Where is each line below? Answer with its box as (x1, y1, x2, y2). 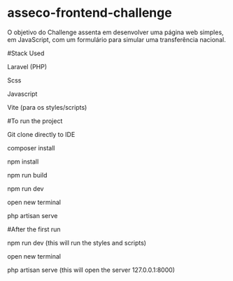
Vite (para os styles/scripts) (7, 103, 87, 111)
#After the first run (7, 225, 61, 233)
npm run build (7, 171, 48, 179)
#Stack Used (7, 49, 45, 57)
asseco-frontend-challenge (7, 5, 173, 21)
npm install (7, 157, 39, 166)
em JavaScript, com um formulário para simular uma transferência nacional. (7, 35, 226, 43)
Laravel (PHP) (7, 62, 48, 71)
